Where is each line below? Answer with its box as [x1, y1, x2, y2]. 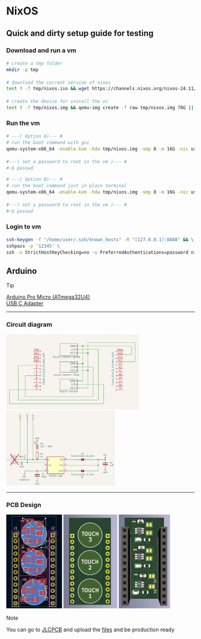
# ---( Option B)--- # [6, 176, 63, 182]
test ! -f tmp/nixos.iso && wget [6, 86, 90, 92]
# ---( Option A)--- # [6, 133, 63, 139]
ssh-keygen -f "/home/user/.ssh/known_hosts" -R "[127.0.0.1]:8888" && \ [6, 236, 194, 242]
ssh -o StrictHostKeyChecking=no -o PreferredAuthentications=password [6, 249, 188, 256]
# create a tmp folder [6, 60, 63, 67]
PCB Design [6, 500, 42, 509]
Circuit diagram [6, 320, 53, 329]
